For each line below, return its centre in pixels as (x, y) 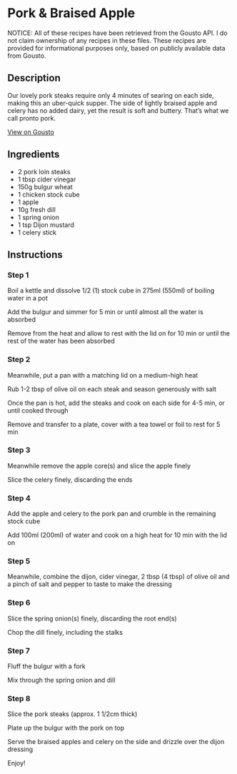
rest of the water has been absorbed (61, 341)
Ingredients (34, 155)
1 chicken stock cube (49, 194)
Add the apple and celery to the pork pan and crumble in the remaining (112, 514)
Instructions (35, 255)
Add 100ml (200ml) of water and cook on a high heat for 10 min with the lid (117, 535)
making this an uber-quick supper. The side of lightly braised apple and (112, 103)
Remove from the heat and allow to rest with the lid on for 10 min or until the (119, 333)
